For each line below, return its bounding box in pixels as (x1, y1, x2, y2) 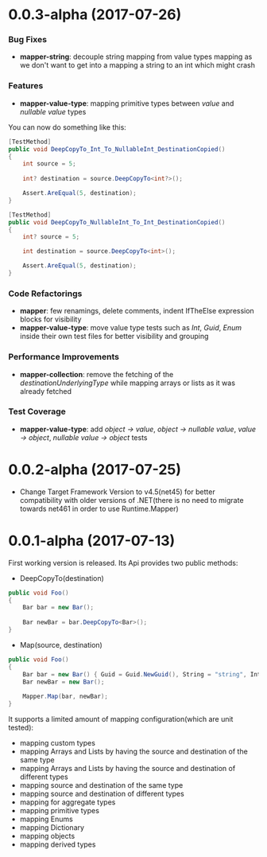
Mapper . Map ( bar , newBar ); (22, 692, 109, 701)
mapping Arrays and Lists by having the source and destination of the (19, 746, 248, 757)
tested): (8, 723, 34, 733)
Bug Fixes (8, 34, 48, 45)
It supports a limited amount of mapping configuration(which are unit (8, 715, 234, 724)
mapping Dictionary (19, 823, 85, 832)
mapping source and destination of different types (19, 789, 184, 799)
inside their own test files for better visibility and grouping (19, 332, 209, 341)
